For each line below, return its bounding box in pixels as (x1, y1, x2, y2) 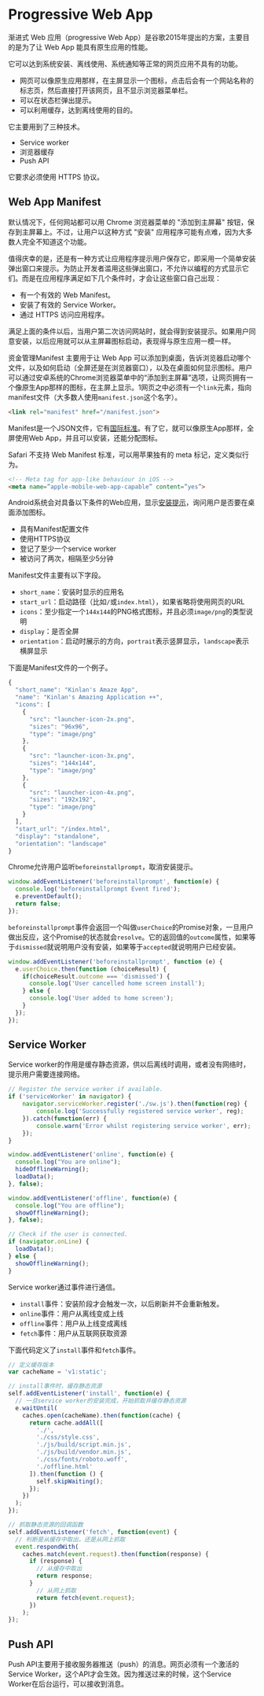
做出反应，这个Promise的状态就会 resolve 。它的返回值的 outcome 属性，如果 (8, 932, 249, 942)
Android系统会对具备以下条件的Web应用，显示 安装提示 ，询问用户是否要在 (8, 498, 248, 507)
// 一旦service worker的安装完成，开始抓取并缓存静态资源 (15, 1397, 186, 1405)
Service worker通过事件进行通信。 (8, 1282, 119, 1292)
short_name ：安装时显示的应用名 (19, 588, 124, 597)
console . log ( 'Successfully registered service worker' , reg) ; (36, 1108, 244, 1115)
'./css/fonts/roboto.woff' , (36, 1455, 128, 1464)
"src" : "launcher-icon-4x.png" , (28, 788, 135, 796)
